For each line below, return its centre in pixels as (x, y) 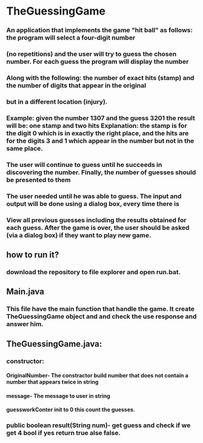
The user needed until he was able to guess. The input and (94, 196)
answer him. (25, 324)
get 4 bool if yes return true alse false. (64, 433)
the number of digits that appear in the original (76, 85)
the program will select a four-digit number (71, 38)
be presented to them (38, 180)
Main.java (25, 292)
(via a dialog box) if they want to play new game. (79, 235)
